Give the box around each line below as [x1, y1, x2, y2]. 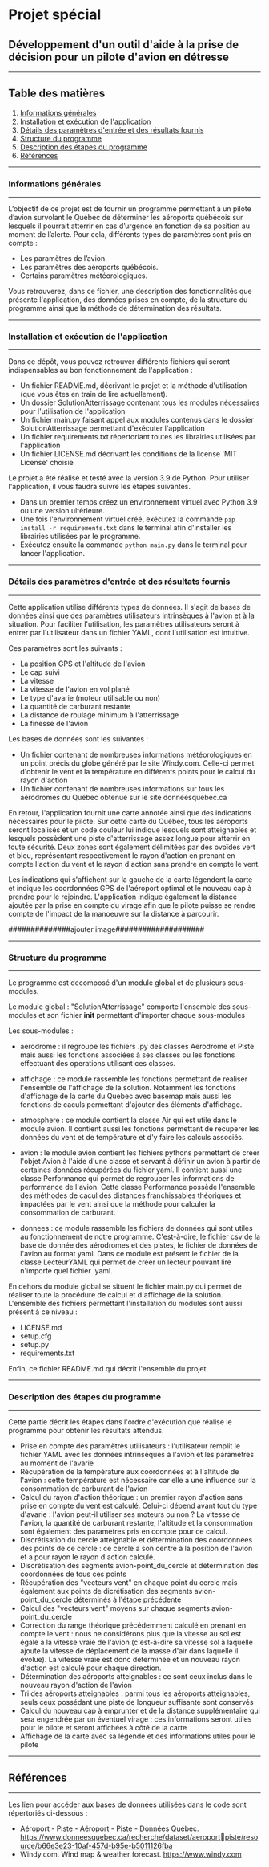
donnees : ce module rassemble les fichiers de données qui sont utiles [19, 1224, 254, 1232]
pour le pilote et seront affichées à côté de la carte [19, 1723, 187, 1733]
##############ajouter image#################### [8, 924, 205, 933]
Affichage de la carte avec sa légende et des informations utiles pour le [19, 1731, 256, 1741]
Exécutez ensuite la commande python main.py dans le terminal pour [19, 540, 247, 549]
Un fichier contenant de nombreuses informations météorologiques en [19, 750, 252, 759]
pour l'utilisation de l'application [19, 406, 126, 416]
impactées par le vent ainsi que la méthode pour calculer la [19, 1199, 215, 1208]
